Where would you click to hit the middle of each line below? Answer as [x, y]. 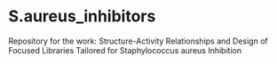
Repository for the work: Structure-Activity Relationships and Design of [138, 41]
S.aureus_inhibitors [82, 16]
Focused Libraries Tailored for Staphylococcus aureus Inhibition [125, 50]
